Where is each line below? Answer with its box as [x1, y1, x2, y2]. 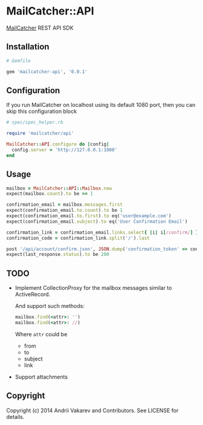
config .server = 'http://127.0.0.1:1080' [11, 147, 118, 153]
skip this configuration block [6, 107, 77, 115]
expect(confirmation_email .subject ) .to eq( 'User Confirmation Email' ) [6, 219, 188, 225]
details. [6, 413, 25, 420]
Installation [6, 42, 50, 52]
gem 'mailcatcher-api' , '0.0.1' [6, 68, 88, 75]
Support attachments [14, 373, 68, 380]
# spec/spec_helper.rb [6, 120, 63, 126]
